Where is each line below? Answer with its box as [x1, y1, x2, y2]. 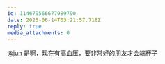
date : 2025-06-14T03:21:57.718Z [7, 17, 101, 23]
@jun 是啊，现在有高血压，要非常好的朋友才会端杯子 [7, 49, 158, 57]
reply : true [7, 23, 42, 30]
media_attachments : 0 [7, 29, 70, 36]
